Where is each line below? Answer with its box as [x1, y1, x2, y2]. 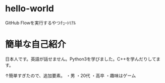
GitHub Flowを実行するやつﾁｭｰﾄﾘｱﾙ [5, 20, 76, 26]
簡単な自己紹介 [5, 39, 66, 50]
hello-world [5, 3, 55, 14]
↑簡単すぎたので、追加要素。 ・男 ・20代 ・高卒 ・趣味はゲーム [5, 72, 136, 79]
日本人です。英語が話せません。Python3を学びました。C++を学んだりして [5, 56, 156, 62]
